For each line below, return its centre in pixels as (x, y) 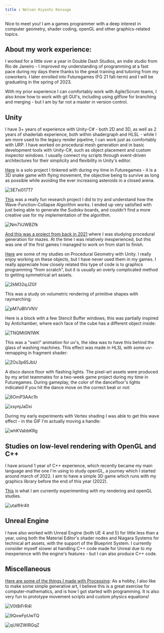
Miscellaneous (28, 569)
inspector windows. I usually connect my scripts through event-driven (76, 156)
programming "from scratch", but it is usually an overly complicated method (82, 270)
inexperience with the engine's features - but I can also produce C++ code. (81, 554)
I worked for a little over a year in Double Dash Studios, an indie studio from (81, 61)
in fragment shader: (47, 353)
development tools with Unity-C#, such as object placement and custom (78, 150)
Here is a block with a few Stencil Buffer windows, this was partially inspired (82, 318)
